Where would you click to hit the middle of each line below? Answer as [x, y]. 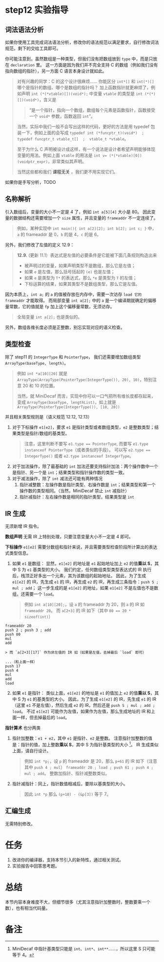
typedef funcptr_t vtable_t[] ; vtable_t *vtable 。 [73, 139]
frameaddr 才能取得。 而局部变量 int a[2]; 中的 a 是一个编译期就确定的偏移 [81, 300]
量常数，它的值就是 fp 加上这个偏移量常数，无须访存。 [60, 306]
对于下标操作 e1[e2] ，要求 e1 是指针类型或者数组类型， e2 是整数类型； [83, 427]
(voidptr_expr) [32, 162]
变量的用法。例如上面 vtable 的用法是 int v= [62, 155]
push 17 [13, 666]
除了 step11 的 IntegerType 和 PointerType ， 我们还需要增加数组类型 [73, 357]
